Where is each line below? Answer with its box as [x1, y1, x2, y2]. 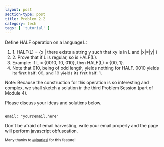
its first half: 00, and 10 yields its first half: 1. [12, 70, 102, 76]
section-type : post [5, 12, 46, 17]
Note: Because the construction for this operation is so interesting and [5, 80, 149, 86]
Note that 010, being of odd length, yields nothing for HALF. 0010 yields [12, 65, 159, 71]
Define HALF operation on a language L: [5, 39, 87, 45]
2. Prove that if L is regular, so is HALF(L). [12, 54, 98, 60]
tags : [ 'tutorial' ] [5, 26, 50, 31]
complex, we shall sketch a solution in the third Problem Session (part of [5, 85, 153, 91]
